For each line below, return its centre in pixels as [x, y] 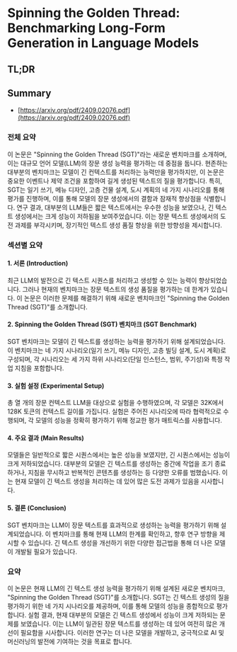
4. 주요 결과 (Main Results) [46, 437]
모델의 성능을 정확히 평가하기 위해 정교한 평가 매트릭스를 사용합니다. [129, 421]
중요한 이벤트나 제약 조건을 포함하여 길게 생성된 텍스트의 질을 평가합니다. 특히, [115, 181]
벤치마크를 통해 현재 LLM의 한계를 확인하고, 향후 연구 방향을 [135, 534]
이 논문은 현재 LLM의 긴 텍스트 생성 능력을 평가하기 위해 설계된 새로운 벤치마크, [116, 588]
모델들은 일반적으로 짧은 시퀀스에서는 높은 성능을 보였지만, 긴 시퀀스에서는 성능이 [119, 455]
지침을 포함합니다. [39, 368]
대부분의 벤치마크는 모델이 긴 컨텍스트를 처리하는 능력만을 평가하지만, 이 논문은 [116, 172]
